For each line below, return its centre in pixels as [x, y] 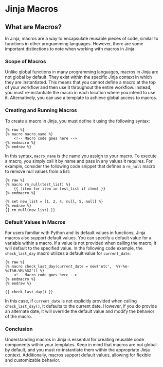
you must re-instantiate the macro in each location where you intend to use [80, 93]
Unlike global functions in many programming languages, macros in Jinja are [82, 72]
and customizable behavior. [33, 360]
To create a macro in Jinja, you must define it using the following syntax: [78, 121]
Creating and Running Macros [41, 110]
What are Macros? [33, 27]
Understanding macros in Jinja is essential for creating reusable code [75, 340]
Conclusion [19, 329]
